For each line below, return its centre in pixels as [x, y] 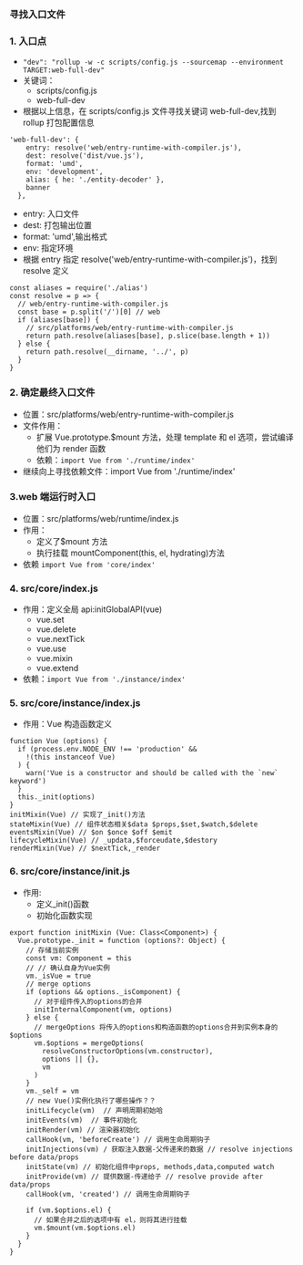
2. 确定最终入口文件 [52, 392]
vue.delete [56, 629]
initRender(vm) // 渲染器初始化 [83, 1130]
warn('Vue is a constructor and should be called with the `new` [152, 773]
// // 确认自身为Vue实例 [68, 968]
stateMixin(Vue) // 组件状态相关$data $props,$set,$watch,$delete [134, 824]
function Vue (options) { [58, 741]
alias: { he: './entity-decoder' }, [96, 180]
